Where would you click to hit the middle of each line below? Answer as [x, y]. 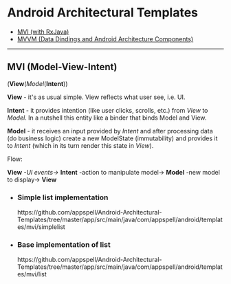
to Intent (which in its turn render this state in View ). [80, 145]
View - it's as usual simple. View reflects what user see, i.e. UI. [96, 97]
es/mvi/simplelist [41, 227]
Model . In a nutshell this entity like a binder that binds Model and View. [107, 118]
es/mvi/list [32, 274]
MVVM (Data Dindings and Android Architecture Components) [105, 39]
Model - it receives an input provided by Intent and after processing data [110, 131]
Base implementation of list [64, 244]
